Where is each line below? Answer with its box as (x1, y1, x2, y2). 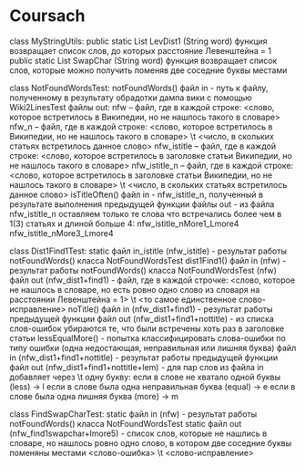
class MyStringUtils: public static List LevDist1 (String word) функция (9, 36, 268, 47)
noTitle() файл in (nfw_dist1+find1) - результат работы (67, 303, 273, 315)
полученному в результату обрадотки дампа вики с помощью (9, 92, 252, 103)
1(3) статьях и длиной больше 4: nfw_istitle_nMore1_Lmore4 (9, 218, 239, 229)
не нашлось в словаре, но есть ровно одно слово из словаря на (9, 284, 260, 295)
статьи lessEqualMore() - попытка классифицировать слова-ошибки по (9, 332, 287, 343)
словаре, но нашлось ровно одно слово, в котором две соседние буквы (9, 437, 292, 448)
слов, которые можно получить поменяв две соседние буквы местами (9, 65, 288, 76)
